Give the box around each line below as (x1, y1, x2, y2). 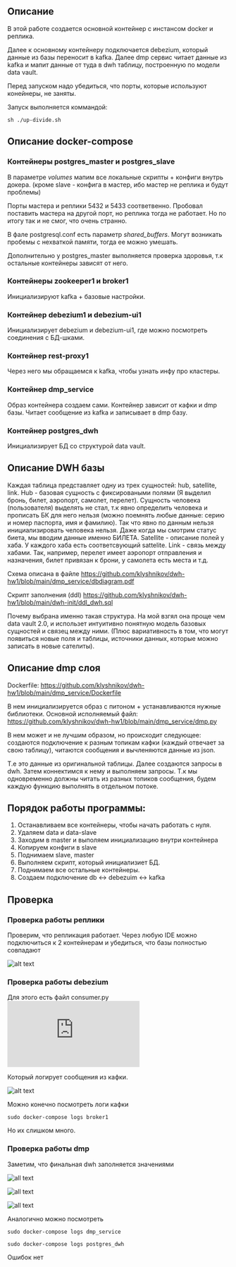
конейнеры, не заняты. (7, 89, 76, 97)
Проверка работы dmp (7, 1144, 89, 1153)
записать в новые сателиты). (7, 642, 95, 650)
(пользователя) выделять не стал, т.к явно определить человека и (7, 503, 208, 512)
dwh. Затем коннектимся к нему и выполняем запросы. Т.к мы (7, 766, 198, 775)
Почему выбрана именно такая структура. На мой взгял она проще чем (7, 611, 225, 620)
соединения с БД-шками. (7, 333, 85, 342)
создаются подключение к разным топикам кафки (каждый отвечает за (7, 738, 225, 747)
